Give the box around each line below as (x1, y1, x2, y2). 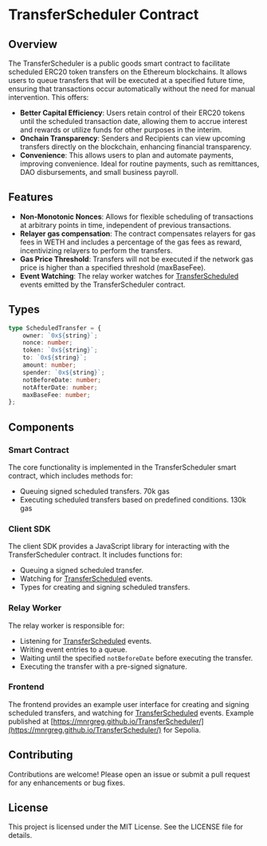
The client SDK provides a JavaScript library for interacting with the (8, 542, 230, 551)
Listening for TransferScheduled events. (19, 636, 152, 645)
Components (8, 420, 74, 434)
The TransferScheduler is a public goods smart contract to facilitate (8, 58, 230, 68)
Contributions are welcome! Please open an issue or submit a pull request (8, 769, 251, 779)
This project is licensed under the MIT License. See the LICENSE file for (8, 822, 244, 832)
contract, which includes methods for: (8, 471, 133, 480)
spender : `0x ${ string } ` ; (22, 368, 105, 376)
